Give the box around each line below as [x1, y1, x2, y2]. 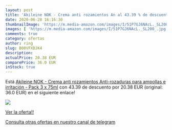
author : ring [5, 41, 33, 46]
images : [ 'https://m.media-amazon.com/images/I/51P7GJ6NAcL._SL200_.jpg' [5, 27, 168, 32]
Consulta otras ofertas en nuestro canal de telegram [5, 119, 116, 125]
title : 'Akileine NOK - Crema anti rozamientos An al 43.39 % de [5, 12, 147, 17]
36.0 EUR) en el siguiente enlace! [5, 90, 75, 96]
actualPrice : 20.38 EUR [5, 55, 56, 60]
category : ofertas [5, 36, 45, 41]
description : [5, 50, 33, 55]
